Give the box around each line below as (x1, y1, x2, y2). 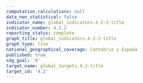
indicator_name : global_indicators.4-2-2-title (6, 19, 125, 25)
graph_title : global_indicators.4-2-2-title (6, 36, 117, 41)
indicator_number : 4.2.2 (6, 25, 67, 31)
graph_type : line (6, 41, 49, 47)
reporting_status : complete (6, 30, 75, 36)
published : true (6, 52, 46, 58)
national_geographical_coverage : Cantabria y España (6, 47, 138, 53)
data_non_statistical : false (6, 14, 77, 20)
